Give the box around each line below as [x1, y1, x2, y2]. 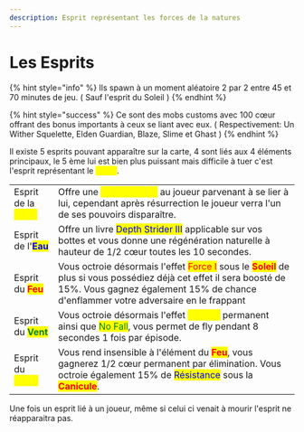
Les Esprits [9, 52, 95, 72]
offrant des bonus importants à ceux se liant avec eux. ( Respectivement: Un [9, 118, 295, 129]
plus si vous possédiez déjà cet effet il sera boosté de [58, 271, 287, 284]
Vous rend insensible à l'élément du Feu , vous [58, 345, 253, 358]
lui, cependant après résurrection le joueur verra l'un [58, 196, 281, 209]
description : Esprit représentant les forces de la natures [9, 13, 242, 23]
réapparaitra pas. [9, 412, 74, 423]
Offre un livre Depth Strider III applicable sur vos [58, 222, 262, 235]
